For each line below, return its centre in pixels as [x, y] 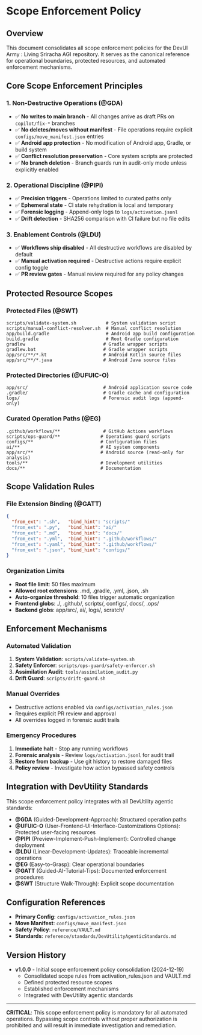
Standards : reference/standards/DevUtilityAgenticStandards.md [96, 936]
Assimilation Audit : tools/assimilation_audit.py [76, 672]
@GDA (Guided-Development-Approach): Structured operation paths [101, 819]
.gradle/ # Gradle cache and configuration [98, 393]
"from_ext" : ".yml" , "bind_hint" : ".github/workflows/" [84, 539]
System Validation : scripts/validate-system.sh [75, 659]
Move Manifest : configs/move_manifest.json [71, 923]
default [24, 255]
